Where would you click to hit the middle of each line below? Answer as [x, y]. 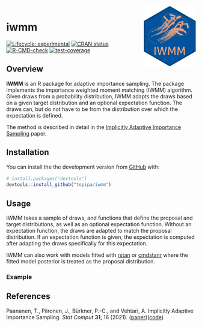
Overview [25, 69]
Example [19, 277]
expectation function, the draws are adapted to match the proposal [89, 231]
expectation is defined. [35, 115]
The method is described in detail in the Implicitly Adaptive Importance [94, 127]
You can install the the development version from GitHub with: [83, 167]
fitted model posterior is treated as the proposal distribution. [81, 262]
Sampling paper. [26, 133]
